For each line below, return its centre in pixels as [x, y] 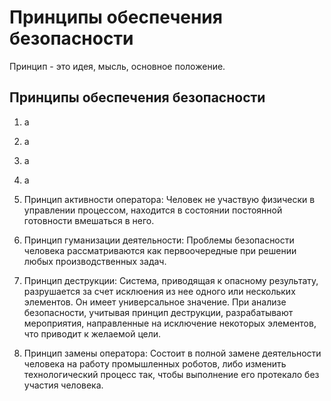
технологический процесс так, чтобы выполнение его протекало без [171, 374]
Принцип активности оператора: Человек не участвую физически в [169, 199]
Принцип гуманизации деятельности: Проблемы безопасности [159, 240]
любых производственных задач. [95, 261]
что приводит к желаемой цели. [92, 333]
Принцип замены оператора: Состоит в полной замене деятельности [172, 353]
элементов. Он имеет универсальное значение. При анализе [155, 302]
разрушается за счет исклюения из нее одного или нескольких [159, 291]
